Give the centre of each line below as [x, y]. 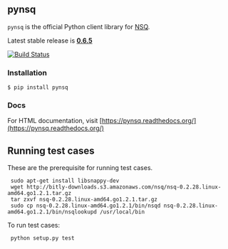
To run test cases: [34, 226]
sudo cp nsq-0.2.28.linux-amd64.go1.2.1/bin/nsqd [85, 206]
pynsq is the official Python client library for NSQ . [79, 26]
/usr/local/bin [122, 212]
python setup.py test [42, 238]
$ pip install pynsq [38, 88]
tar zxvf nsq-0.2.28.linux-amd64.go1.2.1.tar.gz [84, 200]
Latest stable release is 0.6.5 [50, 41]
